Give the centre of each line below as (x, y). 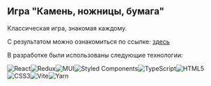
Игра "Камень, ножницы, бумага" (86, 11)
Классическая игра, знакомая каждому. (67, 28)
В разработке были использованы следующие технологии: (95, 55)
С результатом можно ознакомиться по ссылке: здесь (88, 42)
